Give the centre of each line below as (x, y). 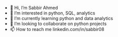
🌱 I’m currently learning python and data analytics (62, 18)
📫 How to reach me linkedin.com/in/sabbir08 (57, 29)
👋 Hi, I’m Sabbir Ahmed (34, 8)
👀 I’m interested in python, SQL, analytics (52, 13)
